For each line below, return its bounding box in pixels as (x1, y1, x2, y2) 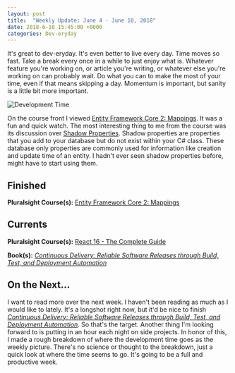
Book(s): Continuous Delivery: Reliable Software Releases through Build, (7, 251, 219, 259)
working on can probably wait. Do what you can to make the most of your (7, 72, 221, 80)
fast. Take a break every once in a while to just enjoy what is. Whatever (7, 57, 214, 66)
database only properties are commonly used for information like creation (7, 144, 222, 152)
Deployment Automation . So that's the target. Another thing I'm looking (7, 320, 214, 329)
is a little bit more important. (7, 87, 89, 95)
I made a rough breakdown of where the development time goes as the (7, 335, 214, 343)
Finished (7, 179, 47, 191)
